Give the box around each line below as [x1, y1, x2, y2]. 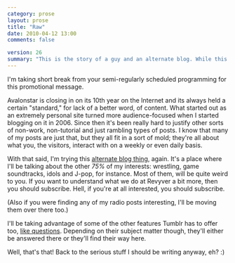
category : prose [7, 10, 55, 18]
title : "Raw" [7, 23, 46, 30]
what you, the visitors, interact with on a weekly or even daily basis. [7, 141, 203, 149]
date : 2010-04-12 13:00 [7, 30, 77, 37]
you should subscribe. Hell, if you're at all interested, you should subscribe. [7, 184, 225, 193]
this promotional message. [7, 82, 84, 91]
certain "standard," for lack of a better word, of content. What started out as [7, 103, 227, 112]
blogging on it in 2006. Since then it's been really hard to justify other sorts [7, 118, 224, 127]
